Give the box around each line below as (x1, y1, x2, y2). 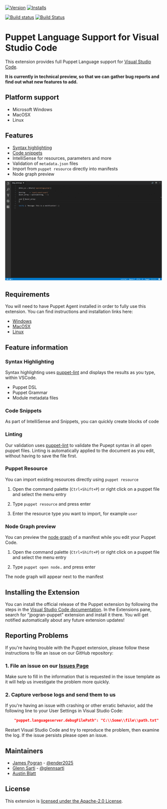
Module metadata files (12, 395, 59, 401)
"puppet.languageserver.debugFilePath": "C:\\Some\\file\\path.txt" (14, 718, 159, 723)
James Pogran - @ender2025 (12, 760, 74, 766)
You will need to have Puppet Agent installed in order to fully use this (5, 303, 146, 309)
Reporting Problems (5, 631, 69, 640)
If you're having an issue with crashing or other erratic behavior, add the (5, 703, 153, 709)
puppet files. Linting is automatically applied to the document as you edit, (5, 447, 155, 453)
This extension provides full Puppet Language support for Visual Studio (5, 59, 152, 65)
